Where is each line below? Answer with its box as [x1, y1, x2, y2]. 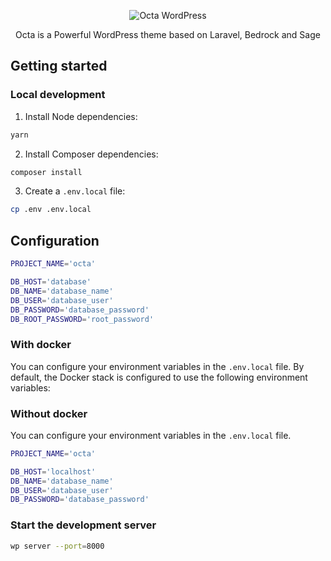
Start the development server [10, 518, 157, 532]
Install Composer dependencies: [24, 148, 159, 160]
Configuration [10, 232, 100, 249]
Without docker [10, 406, 88, 420]
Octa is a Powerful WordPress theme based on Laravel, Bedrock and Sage [15, 29, 321, 40]
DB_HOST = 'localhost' [10, 466, 97, 477]
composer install [10, 167, 83, 177]
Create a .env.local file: [24, 185, 126, 197]
